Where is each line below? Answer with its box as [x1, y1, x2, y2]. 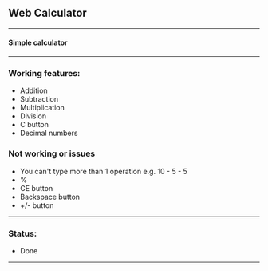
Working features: [8, 67, 81, 78]
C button [19, 120, 49, 130]
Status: [8, 228, 37, 239]
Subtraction [19, 94, 58, 104]
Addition [19, 86, 48, 95]
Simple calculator [8, 38, 68, 47]
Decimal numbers [19, 128, 78, 138]
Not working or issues [8, 148, 96, 159]
